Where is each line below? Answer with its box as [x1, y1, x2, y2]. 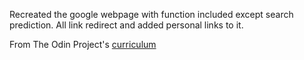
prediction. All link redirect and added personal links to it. [9, 19, 244, 31]
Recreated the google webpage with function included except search [9, 9, 294, 20]
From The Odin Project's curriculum [9, 39, 157, 50]
